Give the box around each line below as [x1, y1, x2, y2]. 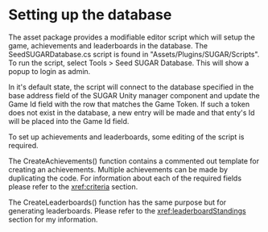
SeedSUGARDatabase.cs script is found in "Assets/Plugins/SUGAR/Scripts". [8, 49, 260, 59]
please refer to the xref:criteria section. [8, 181, 138, 191]
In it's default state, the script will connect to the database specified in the [8, 82, 254, 92]
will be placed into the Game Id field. [8, 116, 130, 126]
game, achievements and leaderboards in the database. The [8, 40, 208, 50]
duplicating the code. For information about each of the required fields [8, 173, 242, 183]
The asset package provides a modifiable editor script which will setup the [8, 32, 255, 42]
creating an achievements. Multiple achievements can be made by [8, 164, 228, 174]
